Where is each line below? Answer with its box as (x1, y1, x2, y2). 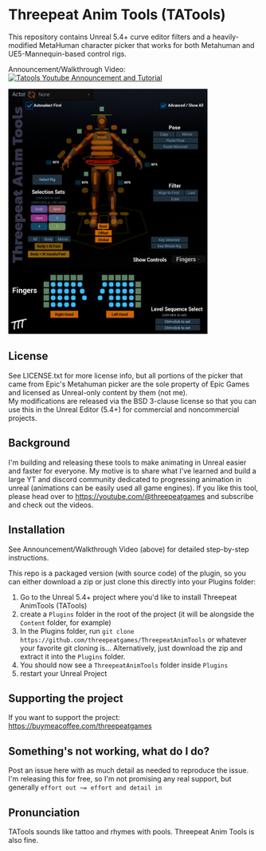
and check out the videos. (8, 500, 94, 509)
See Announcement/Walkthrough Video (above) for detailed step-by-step (8, 544, 249, 554)
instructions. (8, 552, 49, 562)
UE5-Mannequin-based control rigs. (8, 49, 127, 58)
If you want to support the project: (8, 713, 121, 722)
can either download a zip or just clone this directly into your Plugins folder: (8, 576, 256, 586)
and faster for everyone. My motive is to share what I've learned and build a (8, 465, 256, 476)
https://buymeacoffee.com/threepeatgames (8, 721, 153, 731)
